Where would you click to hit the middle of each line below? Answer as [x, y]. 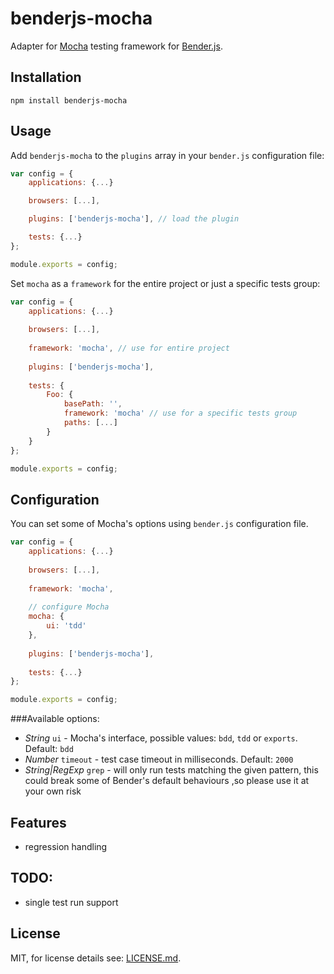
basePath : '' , [93, 404]
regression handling [66, 846]
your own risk [53, 791]
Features [38, 822]
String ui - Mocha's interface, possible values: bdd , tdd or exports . [161, 738]
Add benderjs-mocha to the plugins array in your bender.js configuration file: [167, 155]
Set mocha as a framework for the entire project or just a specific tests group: [165, 283]
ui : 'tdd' [66, 626]
